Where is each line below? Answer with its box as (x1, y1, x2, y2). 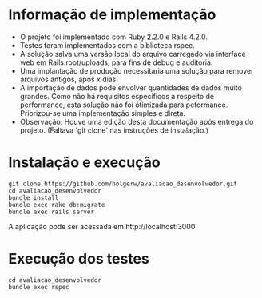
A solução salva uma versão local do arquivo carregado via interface (19, 49, 246, 58)
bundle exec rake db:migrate (8, 201, 105, 209)
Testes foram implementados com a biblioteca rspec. (19, 40, 196, 50)
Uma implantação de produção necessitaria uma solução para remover (19, 66, 254, 75)
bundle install (8, 193, 59, 201)
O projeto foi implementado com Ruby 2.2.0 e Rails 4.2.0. (19, 32, 208, 42)
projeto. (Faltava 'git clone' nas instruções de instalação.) (19, 125, 209, 135)
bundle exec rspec (8, 283, 69, 291)
